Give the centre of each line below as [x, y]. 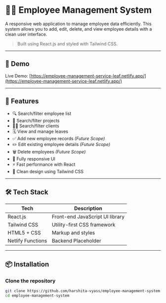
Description [88, 208]
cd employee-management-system [37, 296]
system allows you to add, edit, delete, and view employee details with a [79, 29]
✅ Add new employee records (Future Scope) [59, 138]
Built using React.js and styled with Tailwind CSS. [67, 43]
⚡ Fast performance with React [44, 164]
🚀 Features [22, 101]
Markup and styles [73, 233]
